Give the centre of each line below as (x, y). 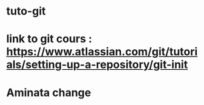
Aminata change (49, 93)
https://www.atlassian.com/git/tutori (102, 52)
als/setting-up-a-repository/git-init (97, 65)
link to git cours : (49, 39)
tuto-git (26, 11)
